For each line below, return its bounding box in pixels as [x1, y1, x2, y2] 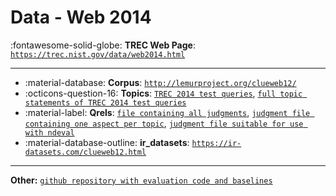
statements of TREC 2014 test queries [24, 97, 187, 108]
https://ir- [191, 138, 242, 148]
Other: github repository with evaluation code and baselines [10, 174, 273, 186]
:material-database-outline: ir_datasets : [24, 136, 190, 148]
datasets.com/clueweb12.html [24, 147, 147, 157]
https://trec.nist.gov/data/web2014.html [10, 49, 186, 60]
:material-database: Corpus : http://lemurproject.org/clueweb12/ [24, 76, 297, 88]
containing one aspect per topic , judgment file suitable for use [24, 117, 304, 129]
